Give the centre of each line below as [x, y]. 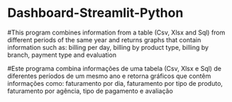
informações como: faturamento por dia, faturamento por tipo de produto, [115, 83]
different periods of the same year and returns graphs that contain [104, 39]
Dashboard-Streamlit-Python [95, 13]
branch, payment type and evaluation [62, 55]
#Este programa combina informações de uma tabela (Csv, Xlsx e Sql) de [115, 68]
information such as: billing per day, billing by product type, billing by [108, 47]
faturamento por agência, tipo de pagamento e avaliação [90, 91]
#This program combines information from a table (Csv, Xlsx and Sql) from [116, 32]
